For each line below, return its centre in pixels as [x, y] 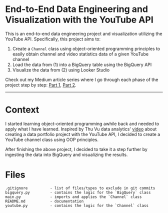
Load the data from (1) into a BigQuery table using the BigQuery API [82, 64]
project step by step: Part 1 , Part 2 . [41, 85]
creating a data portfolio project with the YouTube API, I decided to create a [83, 134]
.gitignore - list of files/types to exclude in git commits [80, 188]
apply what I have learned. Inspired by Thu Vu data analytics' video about [81, 129]
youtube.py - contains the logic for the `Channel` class [77, 205]
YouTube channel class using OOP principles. [52, 139]
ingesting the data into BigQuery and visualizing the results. [66, 154]
